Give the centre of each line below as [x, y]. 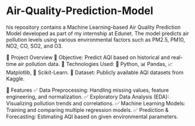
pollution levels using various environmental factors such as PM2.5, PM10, [96, 39]
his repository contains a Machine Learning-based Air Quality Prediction [93, 27]
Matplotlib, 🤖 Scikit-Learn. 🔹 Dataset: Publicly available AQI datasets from [95, 72]
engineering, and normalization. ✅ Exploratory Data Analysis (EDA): [88, 97]
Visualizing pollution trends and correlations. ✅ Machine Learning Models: [96, 103]
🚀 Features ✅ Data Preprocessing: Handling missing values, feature [88, 90]
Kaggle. [16, 78]
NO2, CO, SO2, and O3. [34, 46]
